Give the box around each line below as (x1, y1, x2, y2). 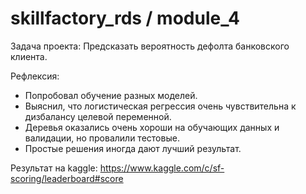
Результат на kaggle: (10, 162, 98, 174)
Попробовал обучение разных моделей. (24, 89, 198, 101)
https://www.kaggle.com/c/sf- (99, 162, 225, 174)
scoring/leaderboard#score (10, 172, 124, 184)
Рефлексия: (10, 70, 60, 82)
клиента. (10, 50, 48, 62)
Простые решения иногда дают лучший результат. (24, 142, 242, 154)
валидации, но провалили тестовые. (24, 132, 180, 144)
